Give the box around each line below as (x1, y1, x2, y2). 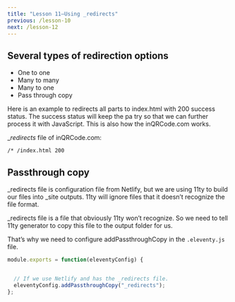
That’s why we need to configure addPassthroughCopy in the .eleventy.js (7, 235, 225, 243)
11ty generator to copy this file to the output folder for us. (7, 221, 173, 230)
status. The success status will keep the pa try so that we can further (7, 112, 208, 121)
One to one (17, 69, 51, 77)
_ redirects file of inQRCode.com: (7, 134, 102, 142)
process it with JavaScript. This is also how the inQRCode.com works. (7, 120, 211, 128)
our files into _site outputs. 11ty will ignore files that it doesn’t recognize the (7, 192, 225, 201)
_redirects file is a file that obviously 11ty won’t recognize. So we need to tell (7, 214, 228, 222)
